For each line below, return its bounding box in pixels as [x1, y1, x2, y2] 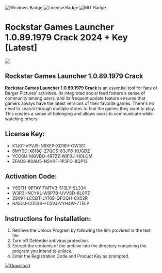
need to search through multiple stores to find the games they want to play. [5, 105, 155, 111]
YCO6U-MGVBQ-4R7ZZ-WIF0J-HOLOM [12, 153, 93, 159]
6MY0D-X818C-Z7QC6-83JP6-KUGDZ [12, 148, 90, 154]
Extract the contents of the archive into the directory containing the [12, 243, 147, 249]
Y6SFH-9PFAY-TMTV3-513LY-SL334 [12, 185, 86, 191]
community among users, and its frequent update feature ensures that [5, 95, 146, 101]
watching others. [5, 116, 39, 122]
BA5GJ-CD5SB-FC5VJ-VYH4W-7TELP [12, 201, 90, 207]
